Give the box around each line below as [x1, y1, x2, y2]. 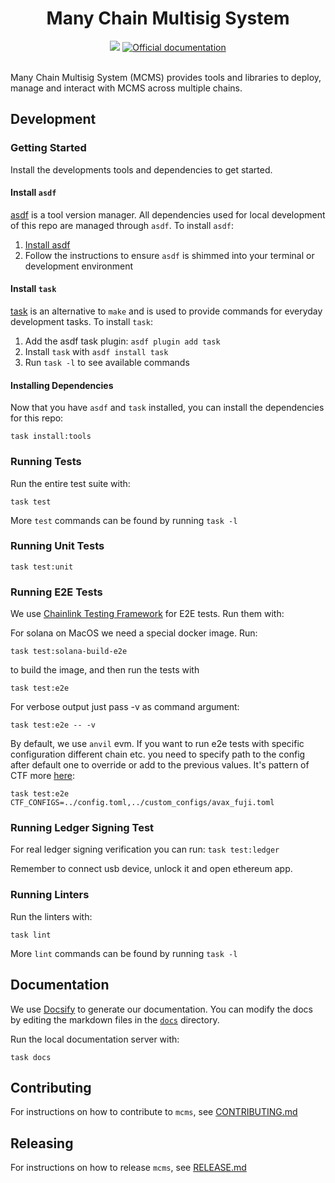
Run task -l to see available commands [24, 357, 190, 369]
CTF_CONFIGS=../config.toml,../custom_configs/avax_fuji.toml [10, 798, 275, 808]
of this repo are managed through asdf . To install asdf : [10, 219, 234, 231]
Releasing [10, 1135, 74, 1152]
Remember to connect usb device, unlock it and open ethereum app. [10, 863, 293, 875]
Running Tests [10, 455, 82, 469]
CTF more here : [10, 770, 75, 782]
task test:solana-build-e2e [10, 647, 128, 657]
